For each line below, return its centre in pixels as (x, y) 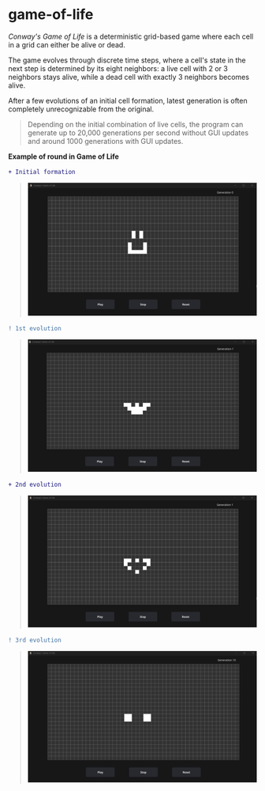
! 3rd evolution (35, 640)
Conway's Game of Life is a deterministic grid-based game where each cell (131, 36)
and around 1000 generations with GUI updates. (105, 141)
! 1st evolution (35, 328)
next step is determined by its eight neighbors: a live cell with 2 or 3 (118, 68)
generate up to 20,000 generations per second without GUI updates (138, 133)
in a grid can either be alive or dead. (67, 44)
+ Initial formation (42, 171)
